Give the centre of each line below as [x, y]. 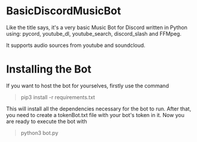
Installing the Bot [49, 69]
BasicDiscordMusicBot [64, 11]
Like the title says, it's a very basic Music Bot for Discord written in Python [97, 27]
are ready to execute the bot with [47, 121]
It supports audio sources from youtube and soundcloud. [76, 45]
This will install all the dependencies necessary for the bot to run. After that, [99, 109]
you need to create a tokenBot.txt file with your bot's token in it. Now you [96, 115]
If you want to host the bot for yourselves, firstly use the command [88, 86]
